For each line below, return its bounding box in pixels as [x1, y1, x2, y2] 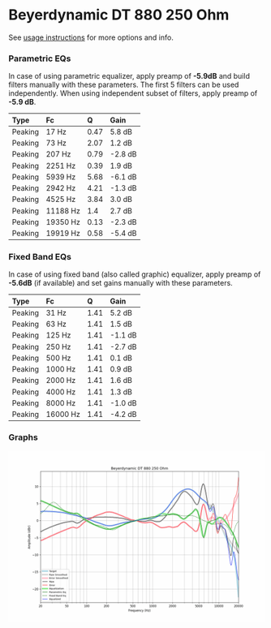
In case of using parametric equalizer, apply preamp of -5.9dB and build [8, 71, 250, 81]
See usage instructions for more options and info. [8, 32, 174, 42]
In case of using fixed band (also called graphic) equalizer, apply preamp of [8, 269, 261, 279]
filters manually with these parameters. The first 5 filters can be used [8, 80, 239, 90]
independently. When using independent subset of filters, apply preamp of [8, 88, 258, 98]
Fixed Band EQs [8, 251, 71, 262]
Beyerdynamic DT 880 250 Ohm [8, 6, 230, 24]
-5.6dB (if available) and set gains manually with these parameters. [8, 278, 233, 288]
